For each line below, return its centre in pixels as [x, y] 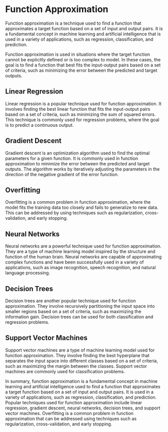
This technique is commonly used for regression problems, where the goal [82, 120]
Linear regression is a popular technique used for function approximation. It [83, 104]
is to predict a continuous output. [39, 125]
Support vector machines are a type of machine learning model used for [80, 350]
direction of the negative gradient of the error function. [62, 174]
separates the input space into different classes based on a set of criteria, [82, 361]
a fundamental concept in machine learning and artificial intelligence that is [83, 34]
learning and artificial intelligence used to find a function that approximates [83, 386]
